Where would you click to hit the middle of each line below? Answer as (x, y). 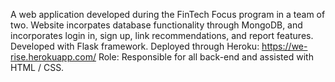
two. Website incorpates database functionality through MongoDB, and (156, 25)
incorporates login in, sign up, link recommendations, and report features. (162, 35)
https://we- (284, 46)
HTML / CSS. (37, 67)
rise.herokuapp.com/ (53, 57)
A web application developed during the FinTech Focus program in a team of (168, 14)
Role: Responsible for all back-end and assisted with (206, 57)
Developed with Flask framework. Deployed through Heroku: (135, 46)
